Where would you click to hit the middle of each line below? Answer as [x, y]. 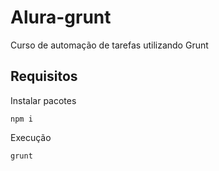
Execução [31, 137]
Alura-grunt [61, 17]
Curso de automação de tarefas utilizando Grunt [109, 45]
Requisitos [44, 76]
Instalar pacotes [43, 100]
